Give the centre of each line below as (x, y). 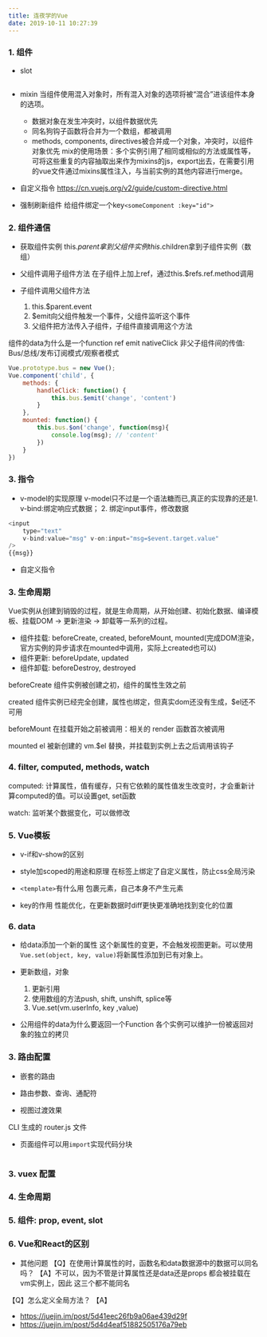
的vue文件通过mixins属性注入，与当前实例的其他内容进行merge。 (139, 171)
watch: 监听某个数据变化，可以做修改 (69, 812)
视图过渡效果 (41, 1110)
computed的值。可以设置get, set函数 (76, 796)
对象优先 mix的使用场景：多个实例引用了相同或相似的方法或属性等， (143, 151)
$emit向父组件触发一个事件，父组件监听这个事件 (111, 316)
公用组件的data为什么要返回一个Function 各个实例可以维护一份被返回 (133, 1024)
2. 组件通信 (29, 227)
